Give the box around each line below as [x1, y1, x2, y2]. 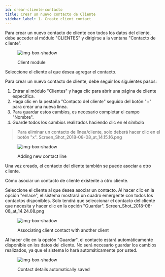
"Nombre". [12, 114, 34, 120]
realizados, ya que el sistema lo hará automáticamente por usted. [5, 247, 138, 253]
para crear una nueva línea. [12, 104, 68, 110]
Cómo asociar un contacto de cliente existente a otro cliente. [5, 178, 129, 184]
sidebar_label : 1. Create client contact [5, 16, 92, 21]
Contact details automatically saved [17, 267, 90, 273]
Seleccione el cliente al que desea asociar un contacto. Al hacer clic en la [5, 187, 154, 193]
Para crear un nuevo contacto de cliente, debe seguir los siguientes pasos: [5, 78, 157, 84]
